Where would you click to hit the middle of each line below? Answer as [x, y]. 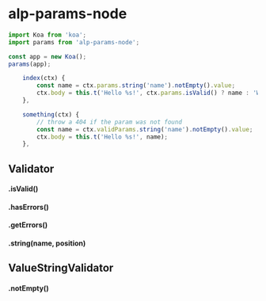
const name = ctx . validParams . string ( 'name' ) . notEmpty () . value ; [145, 129]
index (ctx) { [44, 78]
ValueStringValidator [61, 268]
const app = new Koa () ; [47, 56]
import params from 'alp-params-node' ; [74, 42]
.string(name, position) [47, 243]
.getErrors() [28, 225]
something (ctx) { [51, 114]
